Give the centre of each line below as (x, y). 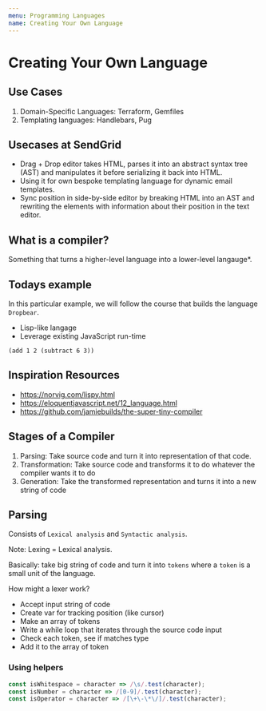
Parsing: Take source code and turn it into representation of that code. (135, 455)
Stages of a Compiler (62, 437)
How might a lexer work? (49, 589)
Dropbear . (24, 312)
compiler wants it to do (58, 473)
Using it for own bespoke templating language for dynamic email (126, 181)
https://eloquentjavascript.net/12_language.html (99, 403)
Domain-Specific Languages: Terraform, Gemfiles (102, 111)
